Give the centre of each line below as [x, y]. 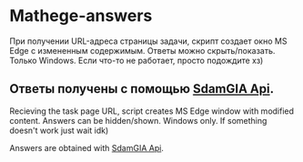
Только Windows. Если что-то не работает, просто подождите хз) [136, 60]
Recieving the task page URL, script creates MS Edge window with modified [151, 111]
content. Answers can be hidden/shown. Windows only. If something [138, 120]
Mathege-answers [81, 16]
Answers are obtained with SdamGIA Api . [86, 147]
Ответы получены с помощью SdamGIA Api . [142, 89]
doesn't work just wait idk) [59, 130]
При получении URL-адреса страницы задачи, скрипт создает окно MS [148, 41]
